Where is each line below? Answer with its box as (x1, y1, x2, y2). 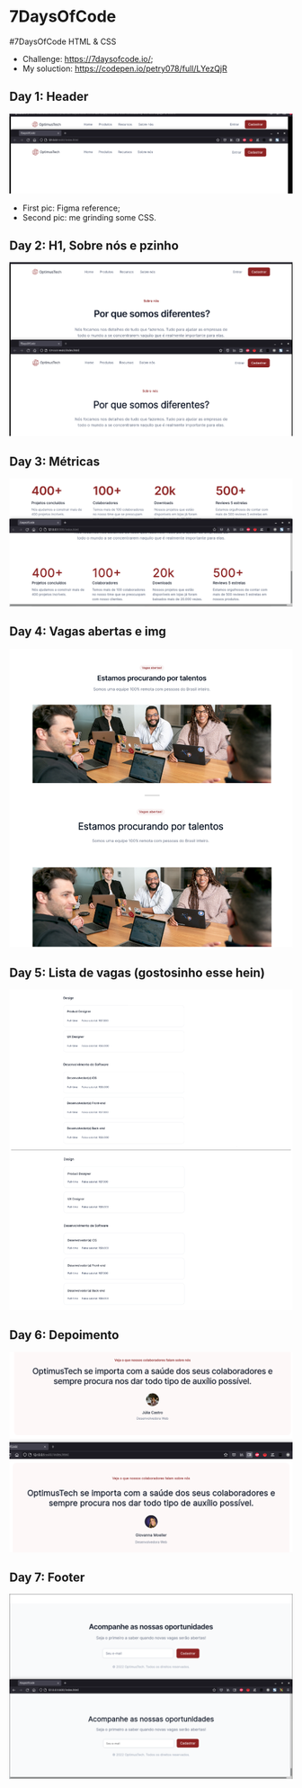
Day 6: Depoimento (9, 1327, 120, 1343)
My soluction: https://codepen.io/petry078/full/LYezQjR (22, 63, 227, 74)
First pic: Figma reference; (22, 202, 120, 213)
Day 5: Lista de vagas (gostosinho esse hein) (9, 965, 265, 980)
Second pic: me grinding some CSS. (22, 211, 157, 222)
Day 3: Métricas (9, 454, 101, 469)
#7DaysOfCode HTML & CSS (9, 36, 117, 47)
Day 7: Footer (9, 1569, 85, 1585)
